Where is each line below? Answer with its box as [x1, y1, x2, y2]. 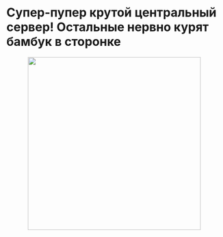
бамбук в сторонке [6, 34, 121, 49]
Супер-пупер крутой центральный [6, 5, 217, 21]
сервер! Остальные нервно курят [6, 19, 209, 35]
